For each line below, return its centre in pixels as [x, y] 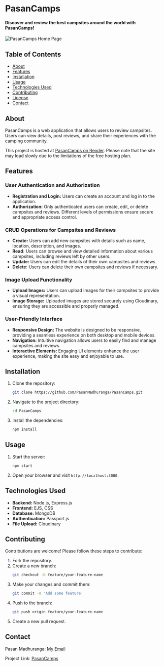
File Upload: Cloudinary [36, 524]
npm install [24, 430]
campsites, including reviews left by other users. [61, 256]
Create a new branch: [34, 566]
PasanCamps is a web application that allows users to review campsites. [79, 130]
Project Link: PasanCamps [32, 658]
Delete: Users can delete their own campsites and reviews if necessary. [85, 267]
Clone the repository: [34, 383]
